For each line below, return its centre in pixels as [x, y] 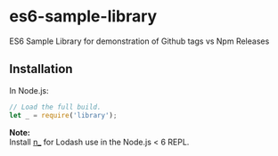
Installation [41, 69]
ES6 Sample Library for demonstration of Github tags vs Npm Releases [139, 41]
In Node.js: [29, 90]
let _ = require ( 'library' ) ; [63, 115]
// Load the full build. [55, 107]
